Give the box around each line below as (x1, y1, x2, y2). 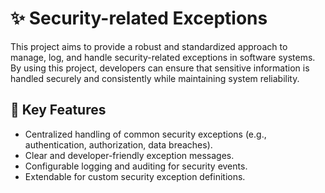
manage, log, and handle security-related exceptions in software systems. (10, 51, 316, 63)
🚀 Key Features (10, 102, 107, 119)
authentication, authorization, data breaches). (24, 138, 213, 151)
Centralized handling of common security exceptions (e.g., (24, 128, 267, 140)
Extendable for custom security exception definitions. (24, 170, 246, 182)
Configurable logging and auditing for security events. (24, 160, 248, 172)
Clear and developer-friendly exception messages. (24, 149, 235, 161)
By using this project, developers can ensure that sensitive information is (10, 62, 310, 74)
